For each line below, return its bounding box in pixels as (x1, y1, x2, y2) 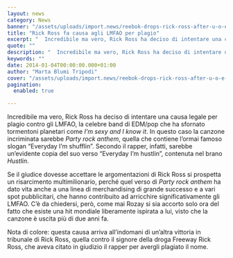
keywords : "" (7, 55, 45, 62)
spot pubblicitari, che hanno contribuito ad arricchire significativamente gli (7, 192, 220, 201)
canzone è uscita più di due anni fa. (7, 214, 109, 223)
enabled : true (13, 87, 54, 94)
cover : (7, 74, 26, 82)
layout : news (7, 10, 45, 17)
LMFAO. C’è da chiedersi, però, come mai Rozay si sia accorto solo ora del (7, 200, 220, 208)
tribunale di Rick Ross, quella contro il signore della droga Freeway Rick (7, 235, 212, 243)
